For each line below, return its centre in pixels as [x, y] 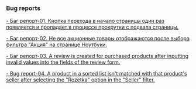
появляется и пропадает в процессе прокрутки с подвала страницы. [92, 27]
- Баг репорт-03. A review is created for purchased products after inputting [97, 56]
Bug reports [23, 8]
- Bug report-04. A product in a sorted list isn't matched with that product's [97, 74]
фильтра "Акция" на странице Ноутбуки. [56, 44]
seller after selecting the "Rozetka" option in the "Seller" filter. [80, 80]
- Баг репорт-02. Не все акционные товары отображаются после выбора [98, 39]
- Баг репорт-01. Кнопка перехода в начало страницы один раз [85, 21]
